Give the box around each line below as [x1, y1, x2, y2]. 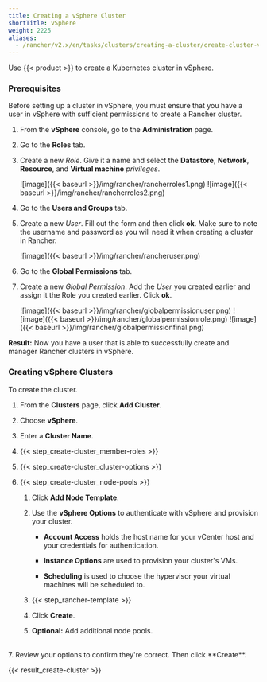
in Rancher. [19, 236, 57, 245]
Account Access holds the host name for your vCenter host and [43, 532, 254, 541]
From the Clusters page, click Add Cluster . [19, 399, 162, 410]
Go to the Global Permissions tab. [19, 267, 133, 276]
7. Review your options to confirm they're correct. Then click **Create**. [8, 649, 247, 659]
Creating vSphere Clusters [8, 367, 114, 378]
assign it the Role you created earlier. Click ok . [19, 290, 172, 300]
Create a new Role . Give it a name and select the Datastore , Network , [19, 156, 250, 166]
